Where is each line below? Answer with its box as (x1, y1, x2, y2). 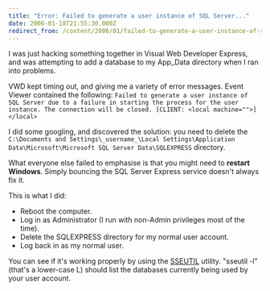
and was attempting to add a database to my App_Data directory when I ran (8, 57, 259, 67)
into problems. (8, 66, 56, 76)
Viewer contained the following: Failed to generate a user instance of (8, 90, 248, 100)
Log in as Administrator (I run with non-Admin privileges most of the (19, 215, 245, 225)
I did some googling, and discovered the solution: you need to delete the (8, 127, 248, 137)
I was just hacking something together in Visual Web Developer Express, (8, 49, 248, 59)
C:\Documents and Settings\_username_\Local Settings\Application (8, 135, 235, 143)
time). (19, 223, 40, 234)
